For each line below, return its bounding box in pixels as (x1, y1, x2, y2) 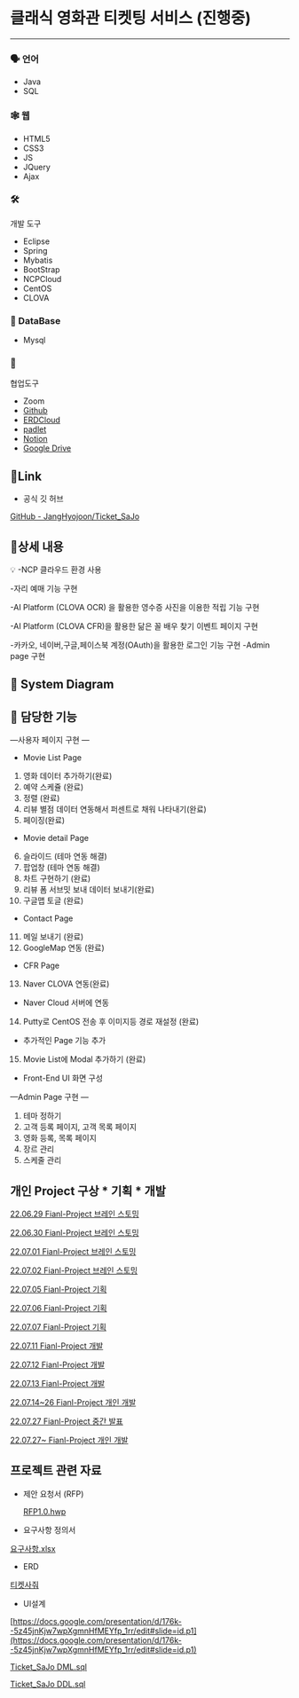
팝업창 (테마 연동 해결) (22, 862, 100, 873)
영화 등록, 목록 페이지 (22, 1133, 97, 1144)
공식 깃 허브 (22, 493, 65, 504)
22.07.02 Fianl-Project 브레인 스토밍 (10, 1265, 138, 1276)
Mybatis (22, 255, 53, 265)
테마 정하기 (22, 1111, 62, 1121)
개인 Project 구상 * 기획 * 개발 (10, 1183, 167, 1199)
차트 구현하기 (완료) (22, 873, 91, 884)
